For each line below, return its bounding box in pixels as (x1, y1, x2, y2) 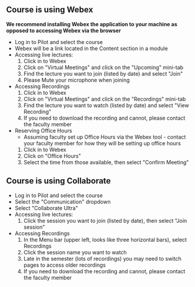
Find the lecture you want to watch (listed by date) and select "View (23, 101, 190, 109)
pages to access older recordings (23, 261, 106, 269)
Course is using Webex (6, 5, 94, 15)
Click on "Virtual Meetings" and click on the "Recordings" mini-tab (23, 95, 186, 102)
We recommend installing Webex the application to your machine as (6, 20, 178, 27)
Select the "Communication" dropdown (14, 198, 111, 205)
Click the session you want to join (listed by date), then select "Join (23, 217, 187, 224)
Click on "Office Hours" (23, 152, 81, 160)
